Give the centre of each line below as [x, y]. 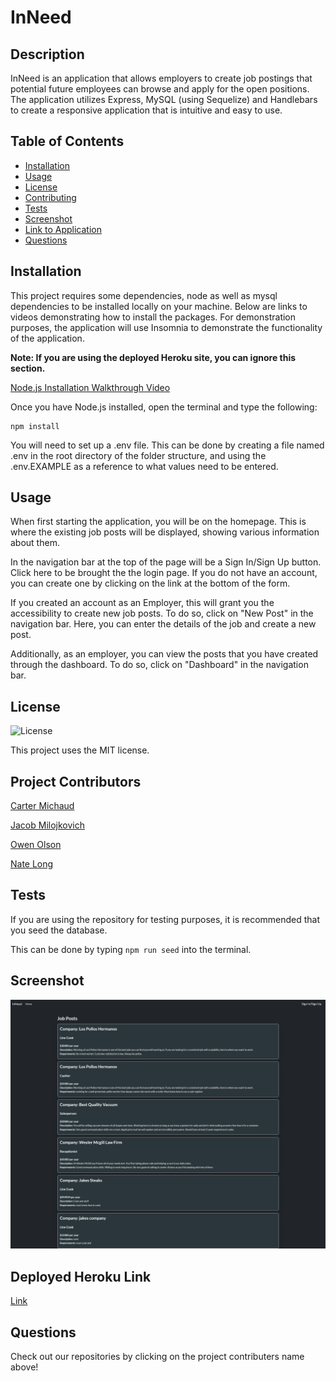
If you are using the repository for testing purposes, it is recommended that [165, 919]
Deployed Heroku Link [81, 1276]
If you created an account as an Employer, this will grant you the [142, 603]
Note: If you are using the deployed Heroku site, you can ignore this [153, 357]
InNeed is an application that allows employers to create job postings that [161, 78]
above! [24, 1367]
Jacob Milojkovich [47, 825]
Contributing [50, 197]
